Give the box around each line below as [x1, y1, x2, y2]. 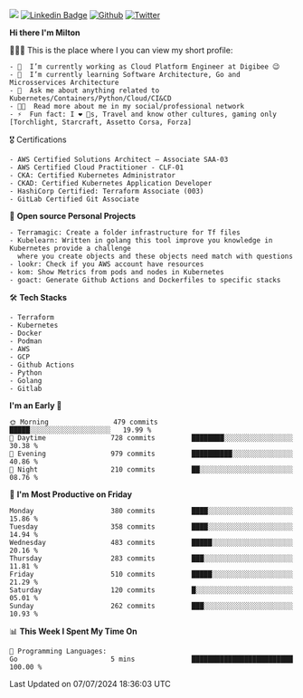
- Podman [9, 337, 43, 346]
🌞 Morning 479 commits [9, 417, 158, 426]
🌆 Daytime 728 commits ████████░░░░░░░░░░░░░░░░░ [9, 434, 294, 443]
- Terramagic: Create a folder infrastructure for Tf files [9, 228, 241, 237]
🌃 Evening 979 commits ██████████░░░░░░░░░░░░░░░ [9, 449, 294, 458]
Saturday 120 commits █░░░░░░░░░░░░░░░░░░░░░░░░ [9, 586, 294, 595]
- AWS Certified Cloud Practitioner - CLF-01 [9, 163, 184, 172]
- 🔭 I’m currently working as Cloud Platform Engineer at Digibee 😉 [9, 62, 280, 72]
